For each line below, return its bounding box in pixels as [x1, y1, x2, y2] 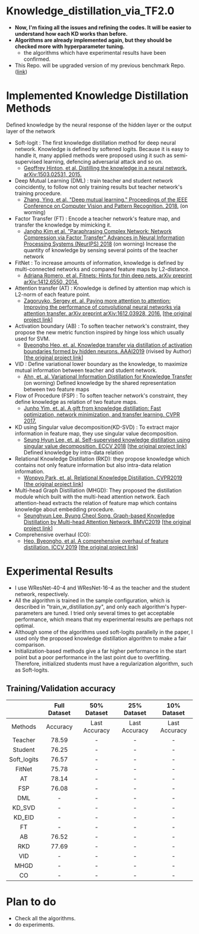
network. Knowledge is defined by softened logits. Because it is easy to [14, 145, 190, 152]
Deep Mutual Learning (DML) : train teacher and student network [14, 177, 174, 184]
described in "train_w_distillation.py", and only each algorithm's [14, 603, 170, 610]
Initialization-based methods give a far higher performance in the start [14, 647, 187, 654]
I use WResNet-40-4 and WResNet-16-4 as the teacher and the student [14, 584, 191, 591]
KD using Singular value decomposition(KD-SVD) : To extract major [14, 424, 179, 431]
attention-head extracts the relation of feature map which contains [14, 499, 178, 506]
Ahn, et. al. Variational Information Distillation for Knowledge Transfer [23, 373, 192, 380]
